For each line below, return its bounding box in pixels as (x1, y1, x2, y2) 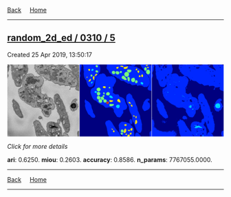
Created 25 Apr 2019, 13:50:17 (7, 50, 93, 59)
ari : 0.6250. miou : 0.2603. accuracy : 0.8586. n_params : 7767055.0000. (7, 155, 213, 164)
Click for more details (7, 142, 68, 150)
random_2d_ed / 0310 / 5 (7, 32, 115, 44)
